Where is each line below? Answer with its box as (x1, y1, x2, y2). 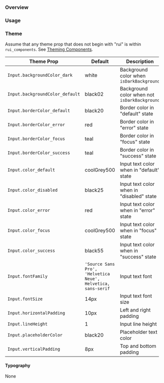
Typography (5, 362, 31, 368)
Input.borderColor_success (7, 150, 70, 156)
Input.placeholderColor (7, 332, 63, 338)
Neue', (84, 276, 100, 282)
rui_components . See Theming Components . (5, 46, 93, 52)
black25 (84, 187, 104, 194)
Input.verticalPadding (7, 346, 60, 352)
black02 (84, 91, 104, 98)
